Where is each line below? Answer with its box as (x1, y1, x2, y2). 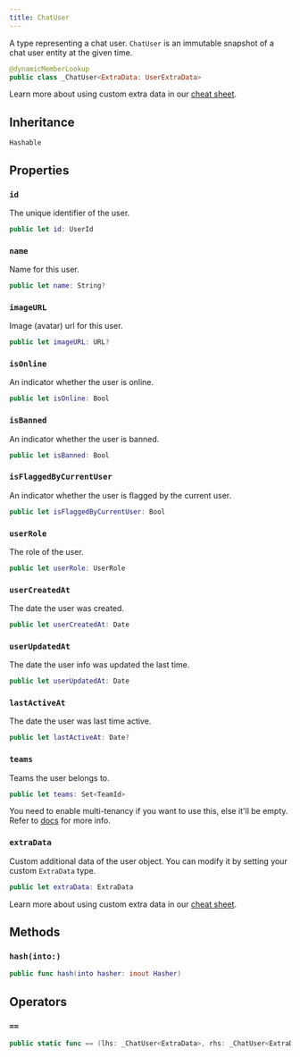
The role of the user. (9, 546, 85, 557)
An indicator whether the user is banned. (9, 433, 160, 444)
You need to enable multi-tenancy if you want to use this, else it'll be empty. (9, 806, 288, 817)
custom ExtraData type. (9, 865, 96, 876)
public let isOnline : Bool (9, 394, 110, 403)
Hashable (9, 138, 42, 147)
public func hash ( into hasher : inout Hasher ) (9, 969, 181, 978)
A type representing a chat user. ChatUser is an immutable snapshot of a (9, 38, 275, 48)
